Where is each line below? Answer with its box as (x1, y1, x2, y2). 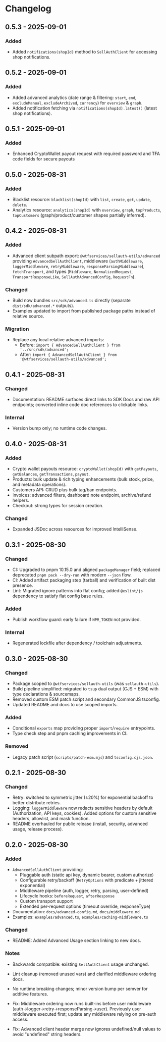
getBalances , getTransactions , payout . (12, 471, 90, 477)
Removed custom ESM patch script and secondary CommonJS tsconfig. (12, 696, 160, 702)
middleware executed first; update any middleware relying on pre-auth (12, 1011, 157, 1017)
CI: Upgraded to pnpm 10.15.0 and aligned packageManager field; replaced (12, 567, 161, 573)
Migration (5, 325, 29, 332)
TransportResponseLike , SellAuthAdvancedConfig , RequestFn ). (12, 273, 136, 280)
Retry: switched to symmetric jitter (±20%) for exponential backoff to (12, 794, 154, 800)
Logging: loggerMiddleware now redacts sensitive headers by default (12, 805, 153, 811)
